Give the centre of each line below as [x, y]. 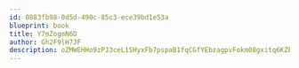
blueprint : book [39, 26]
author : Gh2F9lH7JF [45, 42]
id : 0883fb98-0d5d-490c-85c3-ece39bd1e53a [89, 17]
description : [33, 50]
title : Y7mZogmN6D [43, 34]
